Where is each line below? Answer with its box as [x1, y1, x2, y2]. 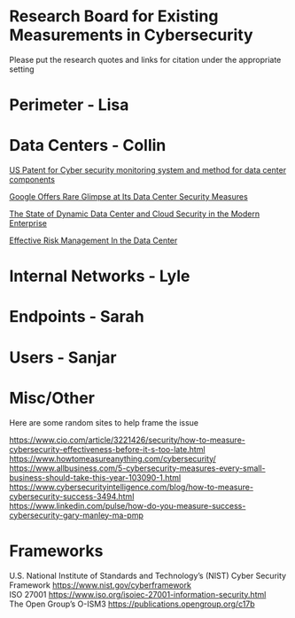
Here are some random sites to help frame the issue [9, 417, 199, 427]
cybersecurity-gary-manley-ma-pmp [9, 510, 144, 520]
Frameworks [9, 541, 104, 560]
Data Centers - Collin [9, 136, 167, 156]
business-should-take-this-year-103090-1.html [9, 472, 182, 482]
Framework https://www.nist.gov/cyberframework [9, 579, 192, 591]
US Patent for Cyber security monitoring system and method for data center [9, 165, 286, 176]
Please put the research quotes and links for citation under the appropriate [9, 54, 282, 65]
